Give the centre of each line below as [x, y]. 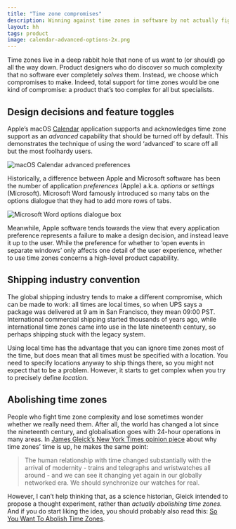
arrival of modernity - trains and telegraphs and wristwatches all [117, 467]
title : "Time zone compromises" [54, 14]
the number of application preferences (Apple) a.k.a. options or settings [111, 185]
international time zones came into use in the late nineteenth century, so [112, 327]
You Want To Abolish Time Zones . [56, 518]
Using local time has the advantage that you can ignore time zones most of [116, 348]
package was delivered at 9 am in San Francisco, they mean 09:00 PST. [111, 312]
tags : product [28, 33]
